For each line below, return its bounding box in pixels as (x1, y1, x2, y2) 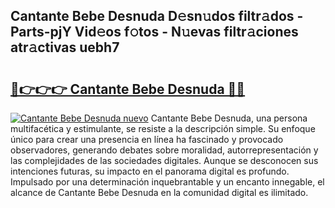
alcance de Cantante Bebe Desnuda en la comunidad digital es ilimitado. (10, 187, 309, 198)
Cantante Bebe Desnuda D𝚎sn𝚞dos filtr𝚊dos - (10, 8, 304, 25)
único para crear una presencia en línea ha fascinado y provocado (10, 134, 284, 145)
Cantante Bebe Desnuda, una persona (150, 112, 308, 124)
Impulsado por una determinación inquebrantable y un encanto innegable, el (10, 176, 325, 188)
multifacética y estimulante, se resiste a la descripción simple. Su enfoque (10, 123, 316, 134)
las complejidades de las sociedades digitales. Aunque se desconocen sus (10, 155, 319, 166)
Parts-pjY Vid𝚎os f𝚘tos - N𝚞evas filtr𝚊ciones (10, 24, 299, 41)
